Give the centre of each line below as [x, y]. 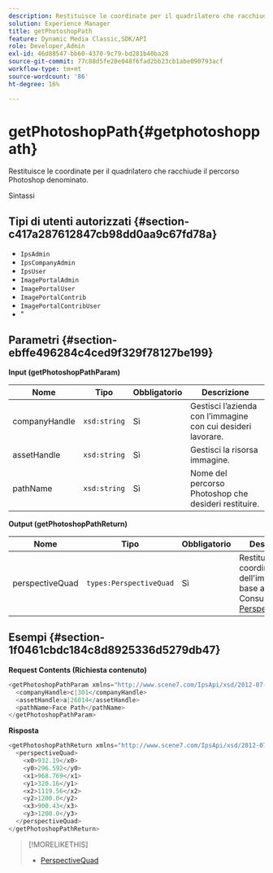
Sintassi [22, 195]
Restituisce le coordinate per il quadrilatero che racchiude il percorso [124, 171]
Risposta [24, 730]
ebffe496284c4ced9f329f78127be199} [111, 352]
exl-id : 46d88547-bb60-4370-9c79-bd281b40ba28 [89, 54]
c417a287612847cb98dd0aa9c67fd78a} [113, 234]
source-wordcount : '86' [49, 77]
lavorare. [207, 436]
